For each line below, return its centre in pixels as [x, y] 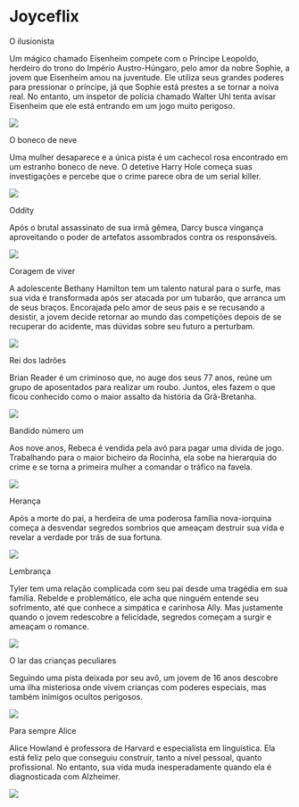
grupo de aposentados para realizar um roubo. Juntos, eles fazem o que [142, 387]
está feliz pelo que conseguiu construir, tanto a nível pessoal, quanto [136, 757]
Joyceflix [45, 17]
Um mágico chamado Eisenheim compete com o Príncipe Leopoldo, [134, 58]
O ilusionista [32, 41]
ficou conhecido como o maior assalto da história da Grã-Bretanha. [133, 396]
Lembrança [30, 571]
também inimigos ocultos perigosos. [76, 696]
